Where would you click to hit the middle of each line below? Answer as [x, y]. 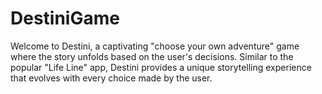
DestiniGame [65, 18]
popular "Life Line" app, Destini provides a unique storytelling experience [161, 67]
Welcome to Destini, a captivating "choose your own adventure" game [155, 46]
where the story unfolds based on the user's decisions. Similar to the [152, 56]
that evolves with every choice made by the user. [111, 78]
